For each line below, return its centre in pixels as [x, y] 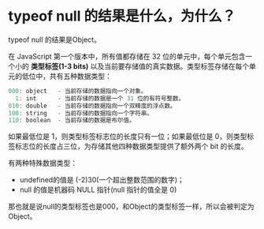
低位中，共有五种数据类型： [67, 76]
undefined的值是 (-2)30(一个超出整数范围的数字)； [102, 180]
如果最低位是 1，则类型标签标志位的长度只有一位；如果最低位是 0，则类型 [128, 137]
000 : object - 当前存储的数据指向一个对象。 [78, 91]
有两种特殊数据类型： [43, 163]
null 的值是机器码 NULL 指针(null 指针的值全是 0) [98, 190]
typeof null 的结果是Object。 [54, 39]
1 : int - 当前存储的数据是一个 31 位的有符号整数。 [100, 98]
